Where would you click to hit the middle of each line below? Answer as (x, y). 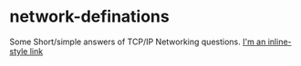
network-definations (90, 17)
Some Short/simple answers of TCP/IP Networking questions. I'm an (138, 42)
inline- (280, 42)
